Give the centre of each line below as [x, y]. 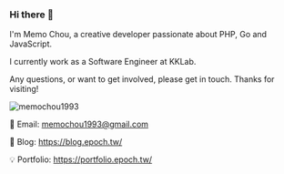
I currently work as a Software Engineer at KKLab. [103, 62]
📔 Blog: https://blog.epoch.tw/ [66, 142]
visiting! [24, 89]
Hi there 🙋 [32, 15]
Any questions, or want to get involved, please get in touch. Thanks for [142, 79]
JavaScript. [31, 44]
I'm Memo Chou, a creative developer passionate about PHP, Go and [138, 35]
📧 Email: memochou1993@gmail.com [79, 124]
